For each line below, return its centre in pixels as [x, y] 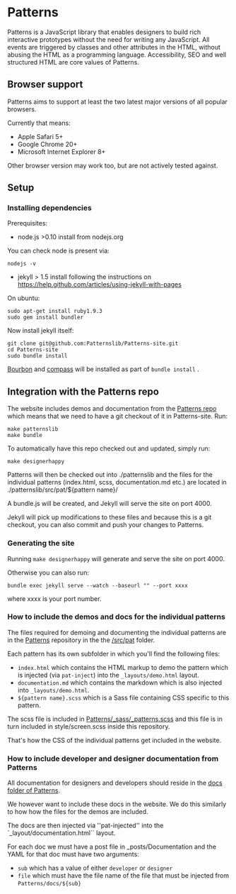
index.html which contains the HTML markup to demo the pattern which [123, 667]
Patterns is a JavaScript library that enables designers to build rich [104, 32]
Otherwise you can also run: [48, 573]
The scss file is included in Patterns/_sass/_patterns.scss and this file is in [115, 719]
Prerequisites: [28, 223]
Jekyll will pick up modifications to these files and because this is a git [110, 517]
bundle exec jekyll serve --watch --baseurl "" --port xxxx [98, 585]
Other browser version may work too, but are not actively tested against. [113, 165]
